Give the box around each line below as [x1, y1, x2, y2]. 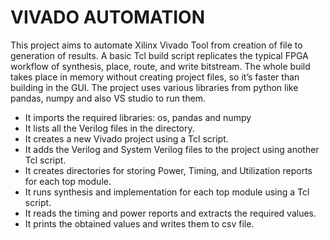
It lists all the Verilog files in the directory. [24, 122, 195, 134]
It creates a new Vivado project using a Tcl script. [24, 132, 229, 145]
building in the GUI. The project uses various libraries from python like [10, 81, 299, 93]
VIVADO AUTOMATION [10, 6, 205, 29]
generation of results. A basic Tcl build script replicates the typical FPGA [10, 49, 309, 61]
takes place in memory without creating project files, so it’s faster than [10, 71, 300, 83]
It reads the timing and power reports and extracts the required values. [24, 207, 317, 219]
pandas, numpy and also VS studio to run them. [10, 92, 207, 104]
